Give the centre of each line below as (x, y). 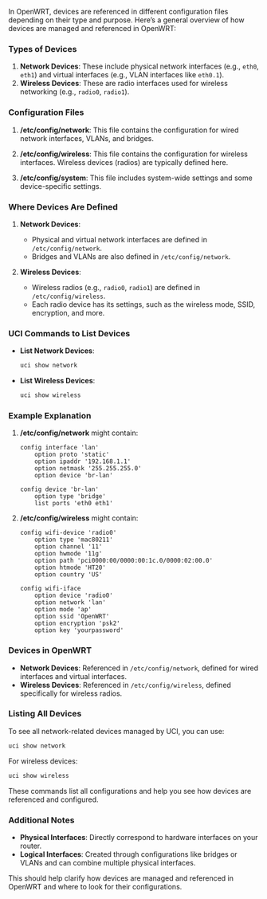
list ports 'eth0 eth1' (74, 504)
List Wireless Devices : (57, 381)
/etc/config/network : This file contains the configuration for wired (129, 130)
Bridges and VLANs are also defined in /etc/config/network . (131, 256)
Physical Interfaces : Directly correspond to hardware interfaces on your (139, 837)
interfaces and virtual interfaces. (73, 676)
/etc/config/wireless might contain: (79, 518)
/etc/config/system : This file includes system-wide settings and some (136, 178)
